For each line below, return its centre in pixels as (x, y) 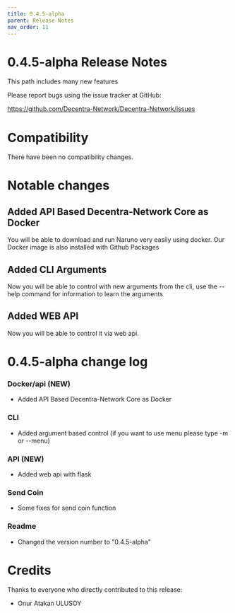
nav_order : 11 (28, 27)
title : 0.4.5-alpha (36, 14)
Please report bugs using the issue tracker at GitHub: (84, 95)
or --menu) (34, 440)
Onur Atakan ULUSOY (49, 603)
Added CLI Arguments (57, 269)
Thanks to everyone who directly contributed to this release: (95, 590)
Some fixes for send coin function (67, 508)
